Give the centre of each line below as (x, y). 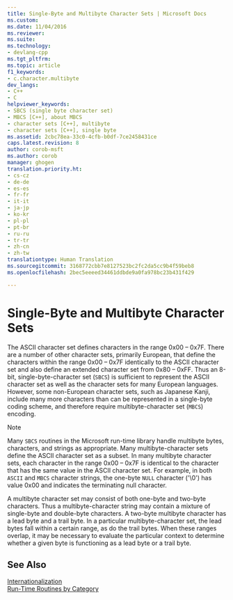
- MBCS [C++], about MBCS (45, 117)
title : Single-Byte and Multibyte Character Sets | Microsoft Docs (107, 14)
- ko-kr (18, 214)
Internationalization (35, 581)
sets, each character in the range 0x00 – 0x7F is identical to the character (113, 463)
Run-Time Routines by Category (53, 589)
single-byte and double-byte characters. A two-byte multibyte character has (117, 513)
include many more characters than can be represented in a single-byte (110, 399)
